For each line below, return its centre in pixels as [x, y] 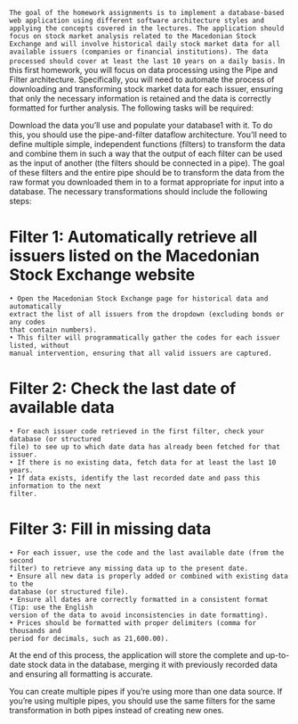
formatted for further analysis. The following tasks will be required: [132, 108]
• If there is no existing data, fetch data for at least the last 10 [143, 462]
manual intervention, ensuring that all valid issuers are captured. [141, 353]
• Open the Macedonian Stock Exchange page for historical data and [139, 299]
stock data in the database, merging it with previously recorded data [152, 664]
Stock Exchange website [102, 275]
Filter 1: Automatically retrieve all [133, 237]
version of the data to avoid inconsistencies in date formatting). [139, 615]
